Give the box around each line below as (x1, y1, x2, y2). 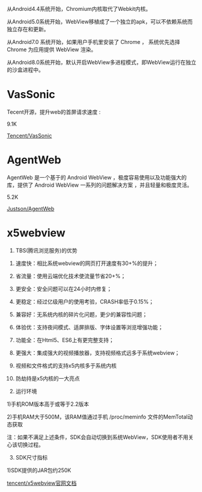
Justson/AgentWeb (7, 205, 55, 212)
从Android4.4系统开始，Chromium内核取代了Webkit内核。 (7, 5, 151, 12)
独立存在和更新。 (7, 26, 49, 33)
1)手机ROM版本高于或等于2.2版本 (7, 400, 90, 408)
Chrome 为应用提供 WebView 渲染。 (7, 46, 97, 53)
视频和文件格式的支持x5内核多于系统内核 (15, 362, 117, 369)
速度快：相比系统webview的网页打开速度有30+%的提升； (15, 260, 159, 267)
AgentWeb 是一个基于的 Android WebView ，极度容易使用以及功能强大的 (7, 173, 187, 181)
